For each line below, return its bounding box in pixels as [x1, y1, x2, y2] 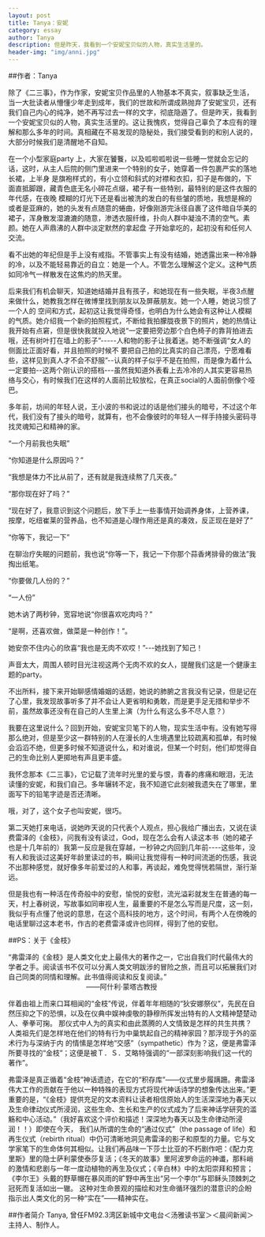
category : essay [8, 26, 62, 34]
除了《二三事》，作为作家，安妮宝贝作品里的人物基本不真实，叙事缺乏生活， [8, 88, 254, 97]
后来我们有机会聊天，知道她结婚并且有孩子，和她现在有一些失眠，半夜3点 [8, 286, 248, 296]
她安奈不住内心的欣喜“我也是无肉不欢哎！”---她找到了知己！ [8, 643, 203, 652]
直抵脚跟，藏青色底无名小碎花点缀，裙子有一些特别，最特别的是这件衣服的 [14, 183, 257, 193]
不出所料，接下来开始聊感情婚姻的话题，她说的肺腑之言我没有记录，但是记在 [8, 687, 257, 696]
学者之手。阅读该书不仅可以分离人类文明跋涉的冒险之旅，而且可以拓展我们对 [8, 962, 257, 971]
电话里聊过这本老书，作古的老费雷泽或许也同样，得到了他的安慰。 [8, 918, 222, 928]
